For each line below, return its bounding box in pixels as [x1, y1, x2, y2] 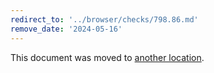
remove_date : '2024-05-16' [10, 24, 123, 34]
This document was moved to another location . [10, 51, 205, 63]
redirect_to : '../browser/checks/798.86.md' [10, 14, 199, 25]
